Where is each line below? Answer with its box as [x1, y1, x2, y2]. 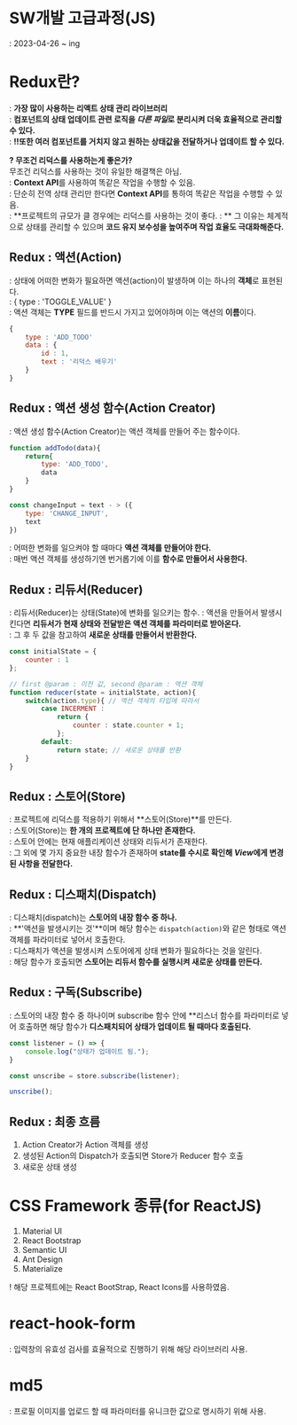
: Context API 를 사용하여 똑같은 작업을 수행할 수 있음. [9, 176, 196, 187]
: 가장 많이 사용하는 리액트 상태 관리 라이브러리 [9, 103, 168, 114]
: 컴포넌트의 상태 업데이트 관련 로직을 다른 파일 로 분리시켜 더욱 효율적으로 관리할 [9, 114, 282, 124]
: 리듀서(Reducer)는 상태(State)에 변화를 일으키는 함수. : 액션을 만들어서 [9, 607, 259, 618]
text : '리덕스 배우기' [41, 357, 118, 366]
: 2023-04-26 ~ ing [9, 37, 81, 49]
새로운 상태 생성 [21, 1162, 77, 1172]
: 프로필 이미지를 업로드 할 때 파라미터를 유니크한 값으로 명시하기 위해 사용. [9, 1405, 267, 1416]
